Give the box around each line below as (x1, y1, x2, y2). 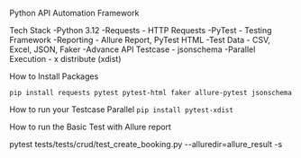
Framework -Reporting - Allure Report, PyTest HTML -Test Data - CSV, (9, 35, 270, 45)
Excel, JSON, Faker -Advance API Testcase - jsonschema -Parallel (9, 44, 256, 55)
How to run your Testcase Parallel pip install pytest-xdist (9, 104, 234, 115)
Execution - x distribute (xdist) (9, 54, 122, 64)
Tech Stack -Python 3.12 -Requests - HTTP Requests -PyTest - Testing (9, 25, 272, 35)
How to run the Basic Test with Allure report (9, 121, 171, 132)
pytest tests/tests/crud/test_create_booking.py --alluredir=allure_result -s (9, 139, 283, 149)
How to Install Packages (9, 71, 99, 82)
